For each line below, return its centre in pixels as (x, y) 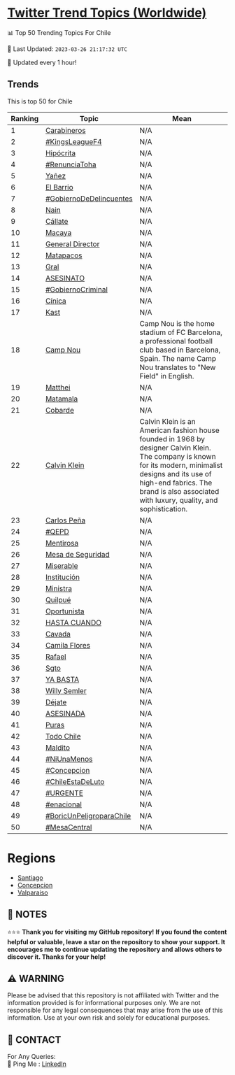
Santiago (30, 877)
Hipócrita (60, 153)
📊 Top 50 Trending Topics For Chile (59, 32)
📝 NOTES (27, 914)
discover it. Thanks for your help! (57, 957)
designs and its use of (176, 474)
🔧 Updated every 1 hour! (42, 62)
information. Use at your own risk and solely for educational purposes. (109, 1018)
